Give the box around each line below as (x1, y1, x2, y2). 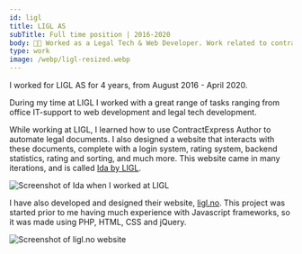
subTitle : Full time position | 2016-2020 (9, 30, 171, 39)
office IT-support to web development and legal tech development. (9, 107, 258, 117)
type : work (9, 47, 50, 56)
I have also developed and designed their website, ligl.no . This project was (9, 197, 286, 208)
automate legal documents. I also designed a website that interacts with (9, 134, 275, 144)
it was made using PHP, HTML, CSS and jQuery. (9, 217, 187, 227)
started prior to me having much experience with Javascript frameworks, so (9, 207, 290, 217)
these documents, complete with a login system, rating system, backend (9, 143, 278, 154)
